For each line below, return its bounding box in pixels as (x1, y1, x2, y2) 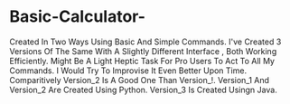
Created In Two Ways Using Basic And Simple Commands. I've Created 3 (9, 36, 282, 47)
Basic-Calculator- (9, 6, 146, 27)
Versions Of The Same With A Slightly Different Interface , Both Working (9, 45, 277, 56)
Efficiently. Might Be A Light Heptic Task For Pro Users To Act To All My (9, 55, 276, 66)
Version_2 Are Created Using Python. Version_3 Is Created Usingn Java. (9, 84, 277, 95)
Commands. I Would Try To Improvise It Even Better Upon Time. (9, 65, 247, 76)
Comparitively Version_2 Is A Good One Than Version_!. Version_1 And (9, 74, 269, 85)
